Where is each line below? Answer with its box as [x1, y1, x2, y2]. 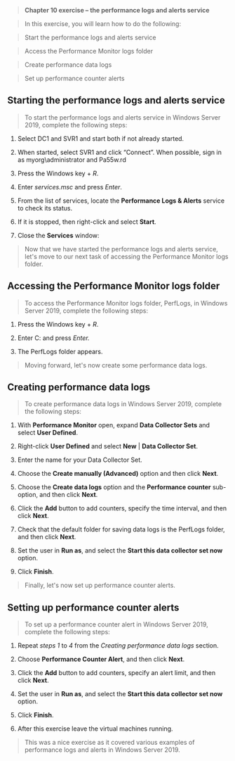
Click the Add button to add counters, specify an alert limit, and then [17, 669, 216, 677]
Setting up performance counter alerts [7, 601, 180, 613]
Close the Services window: [17, 231, 100, 239]
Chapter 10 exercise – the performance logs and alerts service [24, 6, 210, 14]
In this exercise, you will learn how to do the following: [24, 20, 181, 27]
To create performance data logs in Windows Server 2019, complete [24, 400, 222, 408]
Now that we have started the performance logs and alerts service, [24, 244, 219, 253]
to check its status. [17, 203, 72, 212]
